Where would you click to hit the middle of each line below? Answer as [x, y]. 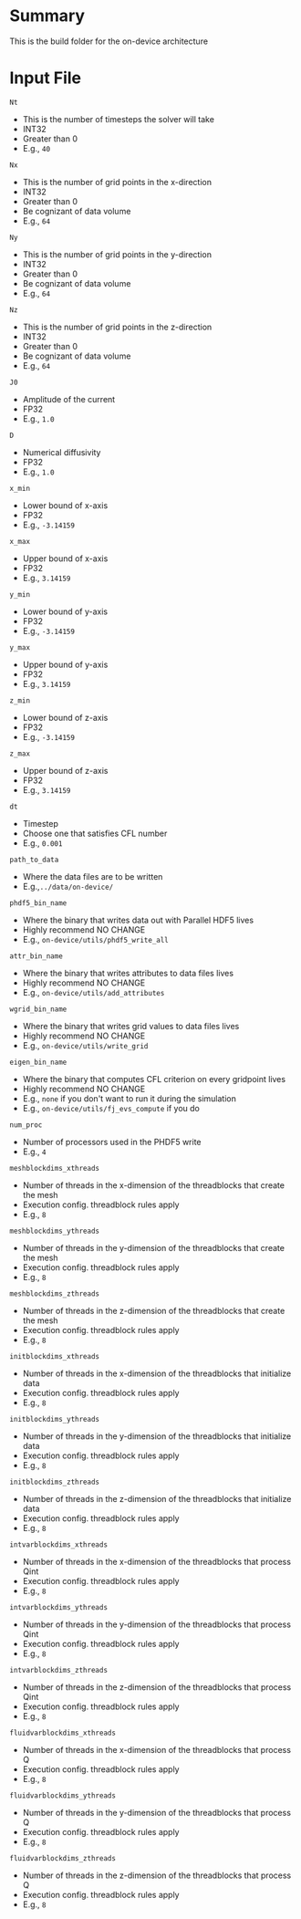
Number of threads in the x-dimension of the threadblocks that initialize [157, 1373]
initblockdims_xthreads [55, 1356]
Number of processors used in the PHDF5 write [112, 1142]
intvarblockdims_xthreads [58, 1544]
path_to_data [34, 860]
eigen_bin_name [38, 1062]
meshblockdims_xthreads [55, 1168]
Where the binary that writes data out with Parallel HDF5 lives [138, 920]
